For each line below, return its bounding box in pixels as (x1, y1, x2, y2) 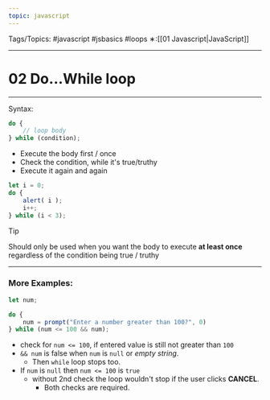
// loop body (22, 126, 67, 135)
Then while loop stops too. (31, 357, 121, 367)
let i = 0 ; (8, 182, 45, 190)
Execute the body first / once (19, 149, 117, 159)
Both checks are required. (43, 383, 130, 393)
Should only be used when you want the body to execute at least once (8, 241, 243, 251)
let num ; (8, 295, 38, 304)
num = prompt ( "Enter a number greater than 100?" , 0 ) (22, 318, 207, 326)
